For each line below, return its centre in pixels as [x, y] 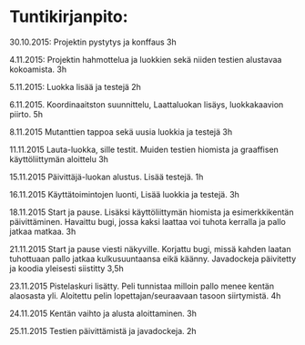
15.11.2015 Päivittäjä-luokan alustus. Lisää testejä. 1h [107, 177]
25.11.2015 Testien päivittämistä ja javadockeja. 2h [103, 330]
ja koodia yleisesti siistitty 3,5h [67, 268]
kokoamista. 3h [38, 69]
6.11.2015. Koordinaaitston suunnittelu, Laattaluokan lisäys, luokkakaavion [147, 104]
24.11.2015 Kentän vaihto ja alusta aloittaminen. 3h [103, 313]
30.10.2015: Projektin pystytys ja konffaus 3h [93, 42]
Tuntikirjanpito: [69, 17]
